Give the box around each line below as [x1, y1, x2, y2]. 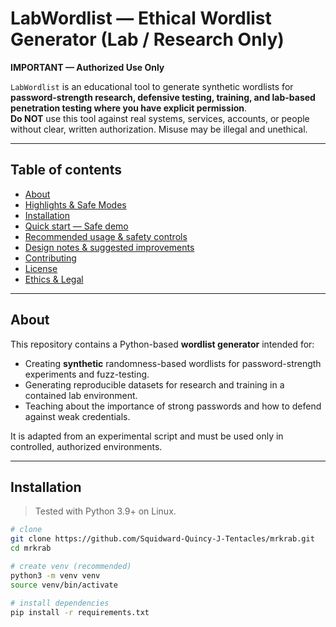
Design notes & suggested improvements [24, 241, 195, 253]
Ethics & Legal [24, 273, 84, 285]
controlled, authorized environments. [10, 440, 163, 452]
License [24, 262, 58, 274]
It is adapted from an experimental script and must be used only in [10, 430, 284, 442]
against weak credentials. [24, 410, 131, 422]
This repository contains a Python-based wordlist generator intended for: [10, 338, 315, 350]
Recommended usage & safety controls [24, 230, 188, 242]
